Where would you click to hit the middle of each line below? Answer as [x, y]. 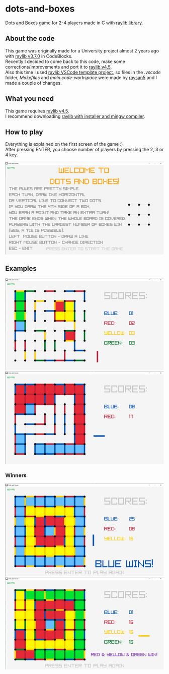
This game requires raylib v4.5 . [37, 111]
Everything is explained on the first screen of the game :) [64, 144]
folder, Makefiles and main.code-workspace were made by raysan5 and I [81, 77]
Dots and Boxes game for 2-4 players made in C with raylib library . [74, 23]
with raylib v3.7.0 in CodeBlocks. [39, 56]
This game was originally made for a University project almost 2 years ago [82, 50]
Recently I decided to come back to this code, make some [65, 62]
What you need [30, 99]
